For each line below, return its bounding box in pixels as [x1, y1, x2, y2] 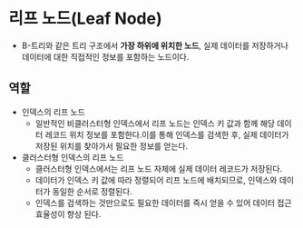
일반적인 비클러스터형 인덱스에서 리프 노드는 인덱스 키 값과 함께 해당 [34, 117, 276, 128]
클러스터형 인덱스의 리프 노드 [21, 152, 124, 163]
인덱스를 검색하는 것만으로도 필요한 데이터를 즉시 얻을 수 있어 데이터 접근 [34, 197, 292, 208]
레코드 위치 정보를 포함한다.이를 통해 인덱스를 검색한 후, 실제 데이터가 [44, 129, 289, 140]
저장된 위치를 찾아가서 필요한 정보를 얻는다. [34, 140, 189, 151]
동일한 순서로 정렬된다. [52, 185, 132, 196]
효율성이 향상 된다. [34, 208, 102, 219]
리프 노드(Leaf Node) [8, 8, 162, 29]
